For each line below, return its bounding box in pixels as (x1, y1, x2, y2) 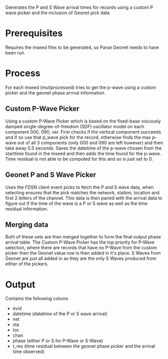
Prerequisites (5, 27, 63, 39)
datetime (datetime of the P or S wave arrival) (12, 311, 108, 317)
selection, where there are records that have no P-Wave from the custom (5, 245, 157, 251)
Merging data (5, 220, 49, 229)
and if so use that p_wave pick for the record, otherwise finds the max (5, 134, 151, 140)
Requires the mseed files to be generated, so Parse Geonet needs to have (5, 44, 159, 50)
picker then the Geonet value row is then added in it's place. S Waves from (5, 250, 161, 256)
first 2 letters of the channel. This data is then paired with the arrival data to (5, 195, 163, 201)
